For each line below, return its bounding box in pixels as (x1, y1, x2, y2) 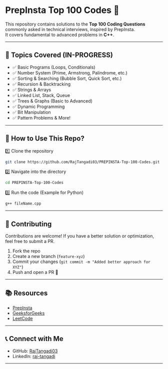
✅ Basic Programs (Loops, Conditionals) (12, 64, 95, 70)
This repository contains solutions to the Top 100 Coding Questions (5, 21, 145, 27)
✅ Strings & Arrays (12, 86, 51, 92)
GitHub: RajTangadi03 (12, 347, 58, 354)
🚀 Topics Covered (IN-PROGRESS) (5, 51, 113, 59)
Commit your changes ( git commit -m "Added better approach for (12, 258, 151, 264)
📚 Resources (5, 289, 48, 297)
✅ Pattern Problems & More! (12, 114, 71, 120)
